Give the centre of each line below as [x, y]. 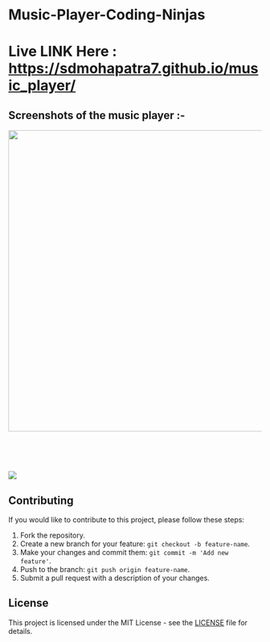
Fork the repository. [53, 535]
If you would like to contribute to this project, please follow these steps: [127, 519]
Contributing [41, 500]
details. [20, 631]
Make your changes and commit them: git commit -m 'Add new [124, 552]
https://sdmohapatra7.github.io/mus [133, 69]
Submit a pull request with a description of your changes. [115, 578]
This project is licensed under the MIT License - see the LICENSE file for [128, 622]
